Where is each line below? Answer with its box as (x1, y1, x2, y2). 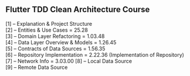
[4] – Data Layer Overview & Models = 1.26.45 (5, 39, 117, 46)
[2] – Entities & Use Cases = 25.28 (5, 26, 89, 33)
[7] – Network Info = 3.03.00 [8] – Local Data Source (5, 57, 133, 64)
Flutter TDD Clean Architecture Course (5, 5, 150, 15)
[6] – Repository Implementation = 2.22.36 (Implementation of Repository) (5, 51, 184, 58)
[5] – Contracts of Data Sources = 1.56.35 (5, 45, 106, 52)
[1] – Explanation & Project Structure (5, 20, 92, 27)
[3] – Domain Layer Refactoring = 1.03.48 (5, 32, 105, 40)
